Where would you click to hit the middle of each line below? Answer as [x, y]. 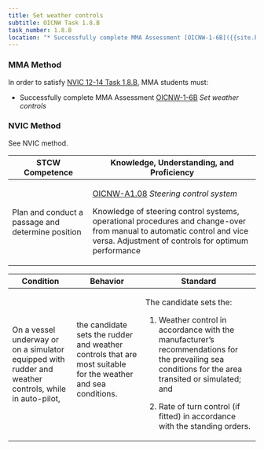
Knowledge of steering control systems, [166, 211]
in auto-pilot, [36, 398]
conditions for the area [200, 369]
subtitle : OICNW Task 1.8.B [54, 23]
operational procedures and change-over [169, 221]
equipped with [38, 359]
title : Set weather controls [56, 15]
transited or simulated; [200, 378]
